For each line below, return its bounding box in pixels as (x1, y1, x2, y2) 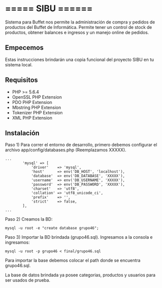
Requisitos (5, 76, 38, 84)
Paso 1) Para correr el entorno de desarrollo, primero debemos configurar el (5, 142, 157, 148)
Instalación (5, 129, 40, 137)
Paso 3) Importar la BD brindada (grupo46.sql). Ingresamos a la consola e (5, 234, 153, 240)
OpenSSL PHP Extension (12, 94, 62, 100)
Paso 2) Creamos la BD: (5, 216, 53, 222)
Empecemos (5, 43, 44, 52)
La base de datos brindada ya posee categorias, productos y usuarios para (5, 272, 156, 278)
